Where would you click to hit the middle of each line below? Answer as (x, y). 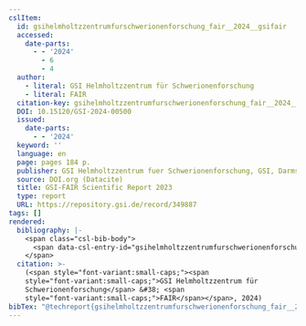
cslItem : (25, 18)
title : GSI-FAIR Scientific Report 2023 (95, 188)
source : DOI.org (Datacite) (70, 179)
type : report (42, 196)
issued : (32, 120)
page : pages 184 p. (54, 162)
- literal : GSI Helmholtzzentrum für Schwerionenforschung (140, 86)
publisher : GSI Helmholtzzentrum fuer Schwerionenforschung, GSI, (146, 171)
